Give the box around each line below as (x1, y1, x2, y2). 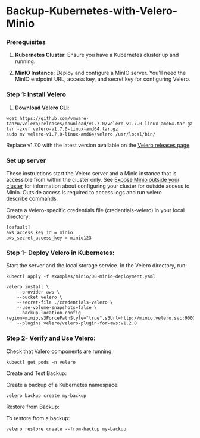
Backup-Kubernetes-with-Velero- (6, 4, 177, 18)
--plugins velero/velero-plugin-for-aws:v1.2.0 (17, 320, 137, 326)
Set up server (6, 156, 46, 165)
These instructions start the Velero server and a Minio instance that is (6, 170, 177, 177)
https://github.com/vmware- (19, 115, 89, 121)
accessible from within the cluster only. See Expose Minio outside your (6, 177, 180, 184)
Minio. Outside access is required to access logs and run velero (6, 189, 162, 196)
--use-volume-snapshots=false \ (17, 305, 97, 311)
